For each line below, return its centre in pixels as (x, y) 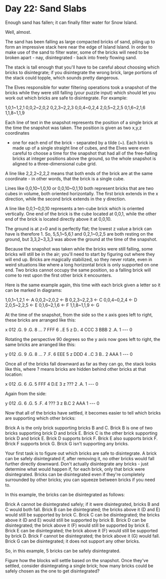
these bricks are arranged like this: (40, 320)
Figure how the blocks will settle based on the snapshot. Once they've (77, 560)
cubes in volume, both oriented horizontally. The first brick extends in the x (82, 193)
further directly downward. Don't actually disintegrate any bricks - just (77, 464)
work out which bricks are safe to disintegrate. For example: (66, 98)
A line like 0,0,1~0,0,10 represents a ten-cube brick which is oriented (75, 208)
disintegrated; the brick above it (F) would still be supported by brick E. (78, 525)
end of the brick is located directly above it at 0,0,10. (58, 219)
